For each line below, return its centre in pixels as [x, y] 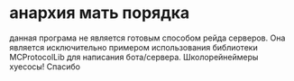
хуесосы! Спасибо [45, 67]
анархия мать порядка [100, 13]
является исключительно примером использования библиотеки [134, 47]
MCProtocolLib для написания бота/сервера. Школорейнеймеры [134, 57]
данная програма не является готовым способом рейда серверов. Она [147, 38]
